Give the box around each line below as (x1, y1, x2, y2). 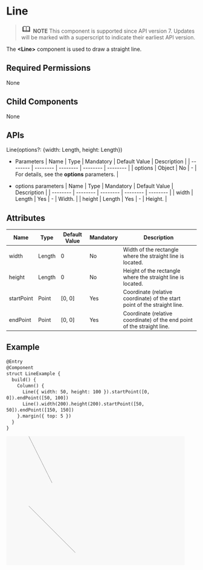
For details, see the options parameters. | (14, 171, 119, 178)
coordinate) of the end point (123, 316, 193, 323)
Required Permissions (6, 63, 91, 73)
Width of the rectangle (123, 246, 179, 253)
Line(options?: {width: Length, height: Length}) (6, 146, 123, 154)
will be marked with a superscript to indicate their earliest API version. (21, 33, 195, 41)
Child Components (6, 97, 79, 107)
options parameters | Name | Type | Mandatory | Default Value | (14, 183, 173, 190)
